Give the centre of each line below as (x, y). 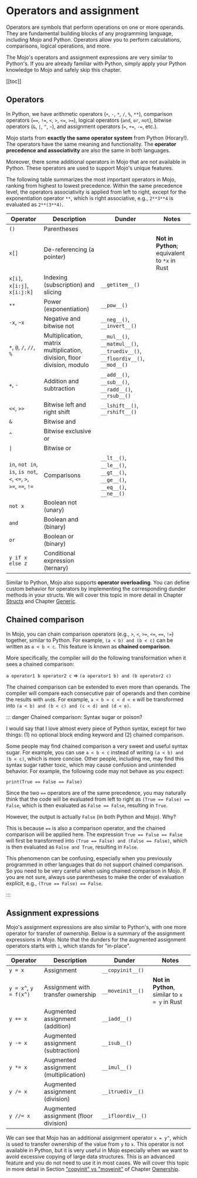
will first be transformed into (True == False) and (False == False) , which (97, 840)
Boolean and (61, 519)
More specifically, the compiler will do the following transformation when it (96, 658)
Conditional (60, 553)
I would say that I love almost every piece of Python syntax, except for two (96, 728)
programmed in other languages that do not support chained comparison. (95, 864)
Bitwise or (57, 448)
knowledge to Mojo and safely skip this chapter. (64, 69)
